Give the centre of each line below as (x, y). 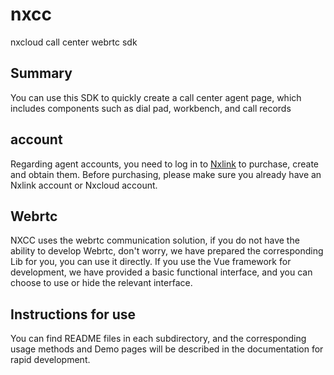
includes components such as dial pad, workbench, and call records (151, 108)
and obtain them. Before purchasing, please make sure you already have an (166, 174)
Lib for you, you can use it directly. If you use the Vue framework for (151, 262)
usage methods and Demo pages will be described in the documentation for (167, 349)
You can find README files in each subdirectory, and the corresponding (158, 339)
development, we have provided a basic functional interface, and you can (161, 272)
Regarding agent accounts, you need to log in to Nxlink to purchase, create (164, 164)
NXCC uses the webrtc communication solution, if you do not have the (155, 240)
